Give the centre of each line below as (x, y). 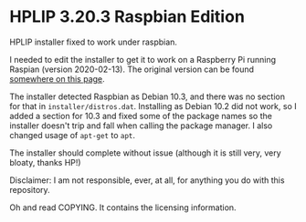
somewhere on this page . (57, 78)
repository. (30, 189)
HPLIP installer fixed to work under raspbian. (94, 42)
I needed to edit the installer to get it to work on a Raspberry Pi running (143, 59)
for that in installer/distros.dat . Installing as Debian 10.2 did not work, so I (153, 106)
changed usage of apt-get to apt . (72, 135)
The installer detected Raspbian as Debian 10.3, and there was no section (148, 96)
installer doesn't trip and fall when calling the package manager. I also (141, 126)
